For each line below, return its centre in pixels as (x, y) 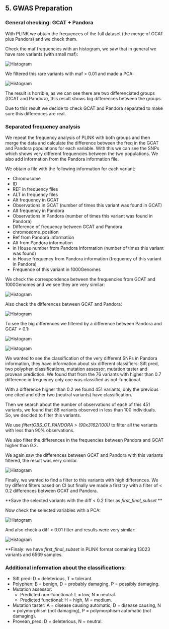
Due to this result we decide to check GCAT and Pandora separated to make (84, 108)
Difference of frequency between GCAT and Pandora (67, 227)
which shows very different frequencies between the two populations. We (82, 154)
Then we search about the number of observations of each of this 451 (78, 404)
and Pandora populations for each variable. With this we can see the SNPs (82, 148)
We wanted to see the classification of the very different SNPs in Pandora (81, 358)
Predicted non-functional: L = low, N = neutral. (68, 595)
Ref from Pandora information (43, 237)
